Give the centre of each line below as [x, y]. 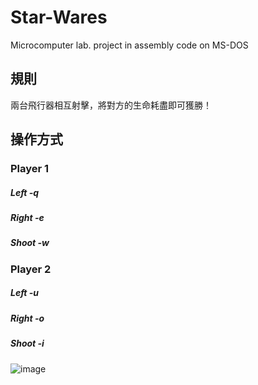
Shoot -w [30, 243]
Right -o [27, 318]
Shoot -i [27, 343]
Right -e [27, 218]
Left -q [25, 192]
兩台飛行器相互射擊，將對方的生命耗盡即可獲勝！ [111, 105]
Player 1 [30, 169]
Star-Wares [59, 17]
